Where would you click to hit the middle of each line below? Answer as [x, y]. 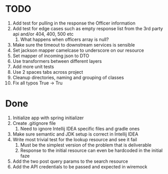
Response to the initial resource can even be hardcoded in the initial [91, 150]
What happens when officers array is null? [64, 39]
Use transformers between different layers [57, 61]
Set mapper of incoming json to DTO [51, 56]
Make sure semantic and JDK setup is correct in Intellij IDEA [75, 134]
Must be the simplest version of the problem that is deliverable [86, 145]
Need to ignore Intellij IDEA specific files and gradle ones [80, 128]
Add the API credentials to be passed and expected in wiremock [80, 166]
